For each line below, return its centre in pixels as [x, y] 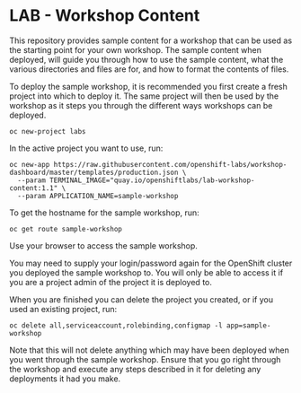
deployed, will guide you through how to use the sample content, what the [146, 59]
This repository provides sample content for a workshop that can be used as [151, 40]
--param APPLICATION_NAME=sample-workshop [98, 196]
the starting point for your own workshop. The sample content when [136, 49]
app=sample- [248, 325]
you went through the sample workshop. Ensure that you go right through [145, 359]
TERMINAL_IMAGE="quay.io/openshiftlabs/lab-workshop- [152, 180]
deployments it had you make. [65, 379]
